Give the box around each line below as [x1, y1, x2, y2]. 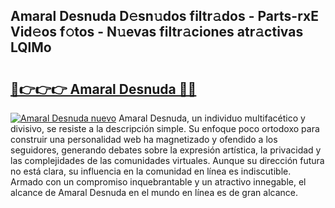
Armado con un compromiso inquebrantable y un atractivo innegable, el [10, 176, 307, 188]
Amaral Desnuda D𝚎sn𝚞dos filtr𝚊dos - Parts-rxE [10, 8, 319, 25]
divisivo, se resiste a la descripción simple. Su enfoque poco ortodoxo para [10, 123, 320, 134]
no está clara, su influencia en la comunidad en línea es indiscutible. [10, 165, 292, 177]
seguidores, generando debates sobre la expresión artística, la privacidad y [10, 144, 322, 156]
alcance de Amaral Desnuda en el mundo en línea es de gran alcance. [10, 187, 299, 198]
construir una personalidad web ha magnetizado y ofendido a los [10, 134, 278, 145]
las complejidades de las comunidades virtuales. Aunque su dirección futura [10, 155, 325, 166]
